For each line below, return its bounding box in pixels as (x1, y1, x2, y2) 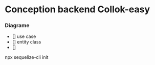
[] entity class (12, 39, 41, 45)
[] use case (12, 33, 36, 39)
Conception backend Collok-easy (5, 4, 150, 15)
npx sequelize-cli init (5, 54, 49, 60)
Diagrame (5, 22, 30, 29)
